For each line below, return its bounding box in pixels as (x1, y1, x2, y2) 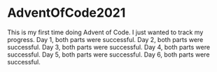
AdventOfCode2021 (7, 5, 126, 21)
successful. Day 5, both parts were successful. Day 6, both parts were (7, 50, 210, 59)
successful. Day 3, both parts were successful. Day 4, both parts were (7, 43, 211, 51)
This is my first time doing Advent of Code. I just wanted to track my (7, 28, 204, 36)
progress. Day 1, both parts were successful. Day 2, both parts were (7, 35, 204, 43)
